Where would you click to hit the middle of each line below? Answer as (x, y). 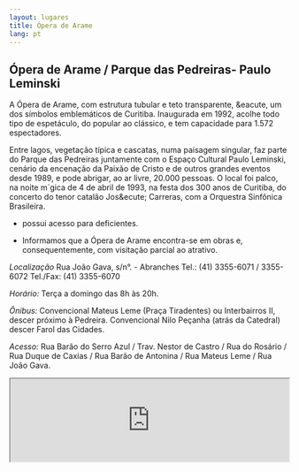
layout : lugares (39, 17)
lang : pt (25, 34)
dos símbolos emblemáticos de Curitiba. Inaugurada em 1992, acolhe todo (145, 114)
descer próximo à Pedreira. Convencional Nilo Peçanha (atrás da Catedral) (145, 320)
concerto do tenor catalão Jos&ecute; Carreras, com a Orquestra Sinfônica (146, 197)
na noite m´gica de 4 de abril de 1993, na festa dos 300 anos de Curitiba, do (148, 187)
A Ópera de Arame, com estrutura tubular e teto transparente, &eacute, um (146, 105)
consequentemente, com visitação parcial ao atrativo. (120, 250)
